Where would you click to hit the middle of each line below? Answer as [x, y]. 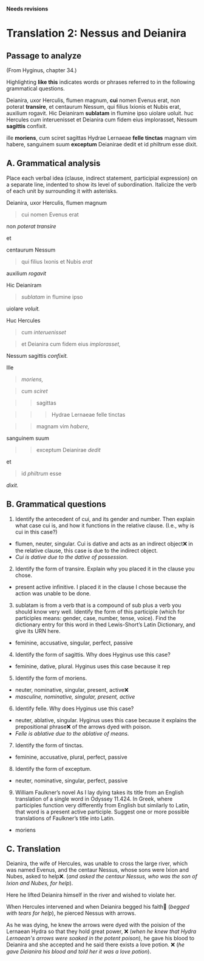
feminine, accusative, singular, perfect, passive [74, 643]
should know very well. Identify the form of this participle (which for [100, 611]
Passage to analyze [44, 56]
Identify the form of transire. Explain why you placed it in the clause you [105, 569]
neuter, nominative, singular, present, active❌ [72, 689]
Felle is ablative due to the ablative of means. [72, 733]
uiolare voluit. [23, 309]
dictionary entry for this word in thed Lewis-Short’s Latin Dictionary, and [105, 624]
